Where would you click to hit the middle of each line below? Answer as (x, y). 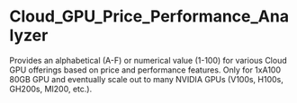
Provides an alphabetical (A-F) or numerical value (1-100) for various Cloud (148, 60)
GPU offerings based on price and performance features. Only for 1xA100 (145, 70)
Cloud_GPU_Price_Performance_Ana (149, 17)
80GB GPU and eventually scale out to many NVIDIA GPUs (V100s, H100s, (146, 79)
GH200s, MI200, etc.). (51, 89)
